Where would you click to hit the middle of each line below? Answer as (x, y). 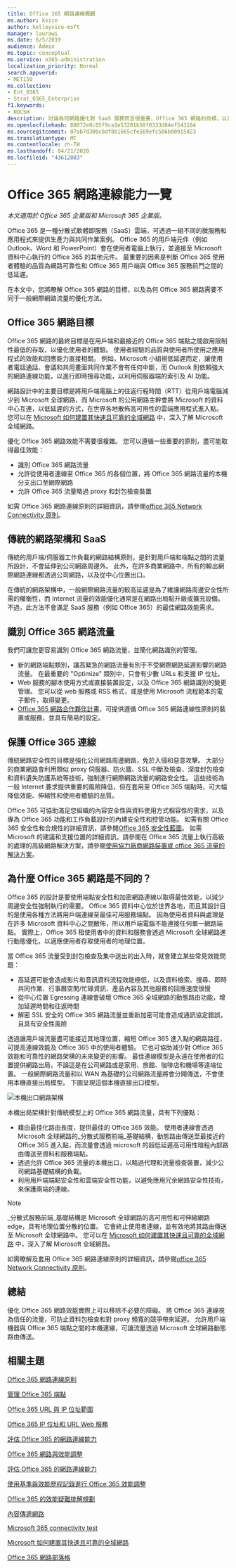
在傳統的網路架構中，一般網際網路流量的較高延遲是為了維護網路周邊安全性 (115, 590)
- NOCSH (19, 112)
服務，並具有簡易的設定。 (67, 718)
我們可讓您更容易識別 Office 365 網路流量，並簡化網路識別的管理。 (104, 650)
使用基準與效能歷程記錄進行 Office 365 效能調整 (77, 1484)
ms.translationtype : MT (42, 138)
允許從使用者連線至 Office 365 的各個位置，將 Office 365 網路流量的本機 (122, 473)
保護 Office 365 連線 (52, 742)
